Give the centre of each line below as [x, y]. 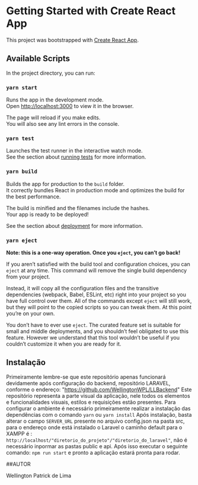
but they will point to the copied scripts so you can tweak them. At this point [99, 307]
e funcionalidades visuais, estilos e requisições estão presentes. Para [91, 402]
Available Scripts [38, 58]
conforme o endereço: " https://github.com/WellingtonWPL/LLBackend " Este [99, 389]
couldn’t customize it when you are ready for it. [64, 344]
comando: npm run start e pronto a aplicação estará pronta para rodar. [93, 452]
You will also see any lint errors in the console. [63, 124]
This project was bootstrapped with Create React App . [73, 40]
